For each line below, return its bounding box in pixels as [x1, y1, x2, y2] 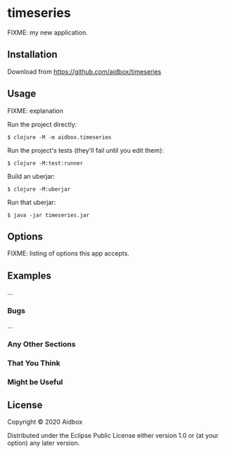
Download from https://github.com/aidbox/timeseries [7, 67, 162, 75]
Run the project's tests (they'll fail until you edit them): [7, 146, 164, 154]
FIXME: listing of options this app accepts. [7, 249, 130, 258]
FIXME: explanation [7, 106, 63, 115]
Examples [7, 270, 51, 282]
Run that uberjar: [7, 198, 56, 206]
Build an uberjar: [7, 172, 55, 180]
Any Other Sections [7, 339, 76, 349]
